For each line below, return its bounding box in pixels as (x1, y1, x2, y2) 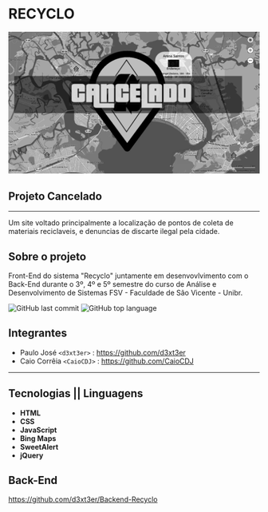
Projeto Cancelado (8, 189, 102, 203)
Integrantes (8, 327, 68, 340)
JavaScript (19, 425, 57, 435)
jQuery (19, 450, 44, 460)
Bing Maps (19, 433, 57, 443)
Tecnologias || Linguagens (8, 387, 144, 400)
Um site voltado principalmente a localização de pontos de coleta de (8, 218, 234, 228)
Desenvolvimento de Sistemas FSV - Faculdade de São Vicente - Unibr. (8, 288, 243, 298)
